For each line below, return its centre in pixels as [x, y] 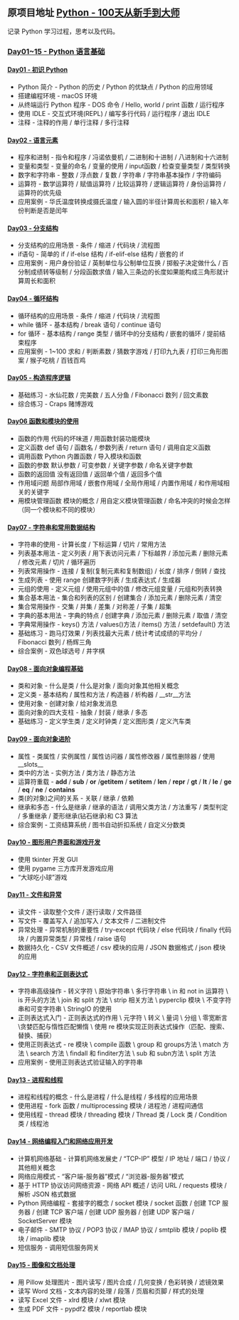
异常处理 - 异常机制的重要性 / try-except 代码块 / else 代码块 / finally [117, 930]
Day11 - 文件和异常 [34, 895]
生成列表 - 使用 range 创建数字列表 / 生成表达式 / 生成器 [99, 580]
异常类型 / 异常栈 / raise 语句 [84, 938]
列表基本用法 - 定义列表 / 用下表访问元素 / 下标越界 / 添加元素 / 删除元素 [123, 553]
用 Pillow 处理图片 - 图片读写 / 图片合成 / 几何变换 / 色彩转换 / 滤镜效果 [121, 1282]
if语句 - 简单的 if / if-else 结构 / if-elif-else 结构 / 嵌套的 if [100, 254]
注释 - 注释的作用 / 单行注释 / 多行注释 [73, 122]
